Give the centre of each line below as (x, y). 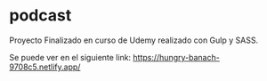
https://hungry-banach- (176, 57)
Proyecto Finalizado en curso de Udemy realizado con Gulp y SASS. (134, 40)
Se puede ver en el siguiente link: (70, 57)
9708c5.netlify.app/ (45, 67)
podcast (40, 16)
